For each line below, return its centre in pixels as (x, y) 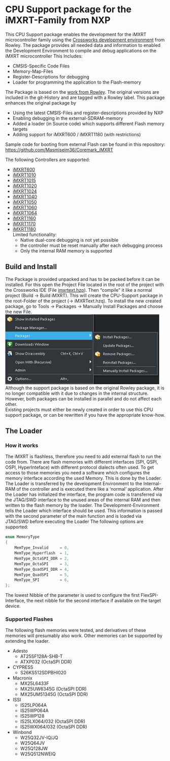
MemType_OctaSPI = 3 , (42, 564)
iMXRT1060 (25, 207)
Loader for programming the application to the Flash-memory (77, 82)
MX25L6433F (35, 683)
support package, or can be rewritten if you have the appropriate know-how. (85, 415)
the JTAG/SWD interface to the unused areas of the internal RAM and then (83, 500)
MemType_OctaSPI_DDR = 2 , (42, 559)
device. (13, 606)
